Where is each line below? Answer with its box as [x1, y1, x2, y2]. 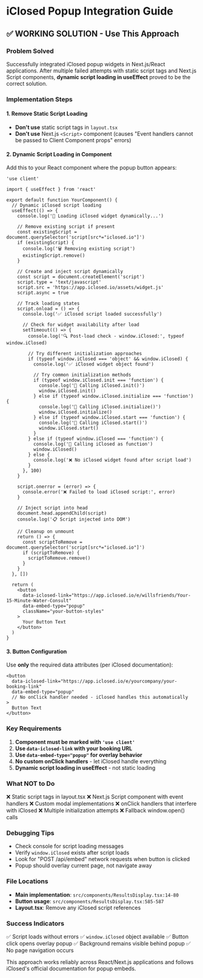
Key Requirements [6, 724, 62, 733]
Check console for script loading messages [15, 842, 124, 850]
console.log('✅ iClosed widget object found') [33, 361, 155, 367]
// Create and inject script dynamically [17, 269, 123, 275]
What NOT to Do [6, 779, 55, 788]
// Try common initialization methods [33, 372, 131, 378]
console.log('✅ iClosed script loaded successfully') [22, 311, 162, 317]
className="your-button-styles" [22, 608, 104, 615]
